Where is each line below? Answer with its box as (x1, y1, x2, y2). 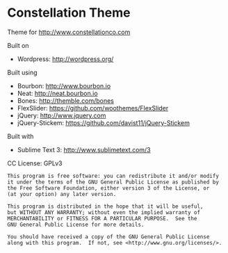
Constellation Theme (7, 5, 131, 21)
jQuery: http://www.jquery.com (17, 111, 106, 120)
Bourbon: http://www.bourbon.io (17, 81, 111, 90)
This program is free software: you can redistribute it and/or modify (7, 172, 219, 179)
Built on (7, 41, 29, 49)
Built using (7, 68, 38, 76)
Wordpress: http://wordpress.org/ (17, 54, 114, 63)
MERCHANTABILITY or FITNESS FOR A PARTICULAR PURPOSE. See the (7, 215, 197, 222)
